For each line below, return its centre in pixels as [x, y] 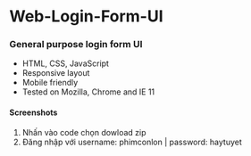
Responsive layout [56, 73]
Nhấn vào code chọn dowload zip [84, 132]
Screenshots [33, 112]
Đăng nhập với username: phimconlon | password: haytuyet [132, 142]
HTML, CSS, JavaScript [66, 63]
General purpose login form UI [76, 45]
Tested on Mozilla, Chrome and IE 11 [88, 92]
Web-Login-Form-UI [86, 16]
